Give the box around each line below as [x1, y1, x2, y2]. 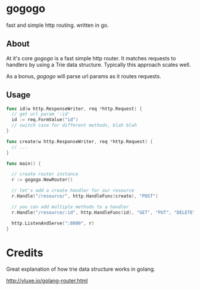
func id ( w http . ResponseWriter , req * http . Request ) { [6, 106, 143, 112]
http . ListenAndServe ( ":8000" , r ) [11, 220, 95, 226]
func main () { [6, 161, 42, 166]
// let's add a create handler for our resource [11, 187, 135, 194]
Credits [6, 246, 43, 260]
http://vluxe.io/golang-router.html [6, 277, 88, 285]
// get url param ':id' [11, 111, 70, 118]
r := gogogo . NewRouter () [11, 177, 73, 183]
